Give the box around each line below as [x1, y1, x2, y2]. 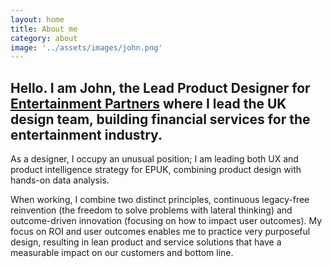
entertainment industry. [10, 126, 163, 143]
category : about [10, 33, 78, 43]
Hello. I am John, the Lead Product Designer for [10, 79, 311, 96]
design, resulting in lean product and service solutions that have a [10, 236, 282, 248]
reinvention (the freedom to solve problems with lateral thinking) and [10, 204, 293, 216]
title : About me [10, 24, 78, 34]
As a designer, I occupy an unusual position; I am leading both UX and [10, 153, 299, 165]
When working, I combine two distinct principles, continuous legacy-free [10, 194, 310, 206]
